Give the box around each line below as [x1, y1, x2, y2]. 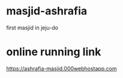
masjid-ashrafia [6, 4, 88, 18]
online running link [6, 45, 101, 59]
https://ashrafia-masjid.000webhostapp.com [6, 65, 117, 72]
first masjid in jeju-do [6, 24, 59, 31]
